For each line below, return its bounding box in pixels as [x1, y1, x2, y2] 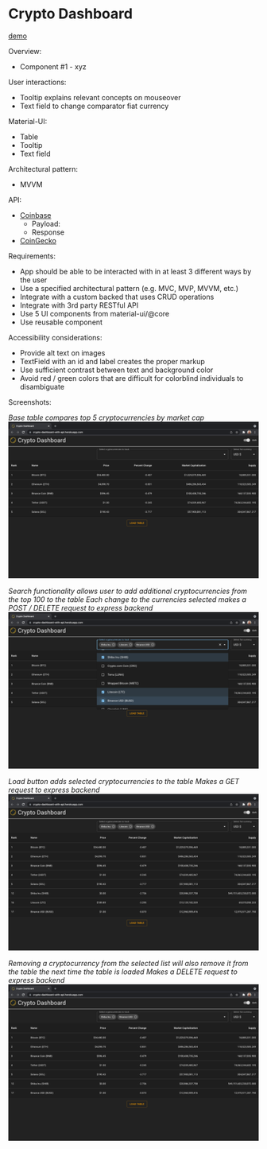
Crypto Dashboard [8, 5, 133, 23]
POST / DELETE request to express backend [8, 603, 153, 612]
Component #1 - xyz [19, 61, 87, 72]
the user [19, 275, 48, 285]
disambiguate [19, 382, 65, 391]
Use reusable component [19, 317, 103, 327]
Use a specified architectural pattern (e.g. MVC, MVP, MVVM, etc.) [19, 283, 239, 293]
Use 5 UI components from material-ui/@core [19, 309, 170, 318]
